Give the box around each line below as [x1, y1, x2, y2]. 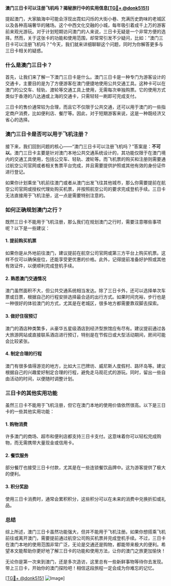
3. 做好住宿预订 [5, 313, 38, 319]
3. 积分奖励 [5, 484, 29, 489]
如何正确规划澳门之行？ [5, 206, 63, 213]
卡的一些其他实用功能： [5, 408, 54, 414]
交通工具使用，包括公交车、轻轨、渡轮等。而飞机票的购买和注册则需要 [14, 156, 161, 162]
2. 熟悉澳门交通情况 [5, 275, 47, 282]
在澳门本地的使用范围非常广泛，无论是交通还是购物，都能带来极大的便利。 [5, 541, 161, 547]
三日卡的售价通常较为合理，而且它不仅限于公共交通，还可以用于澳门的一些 [5, 104, 161, 110]
